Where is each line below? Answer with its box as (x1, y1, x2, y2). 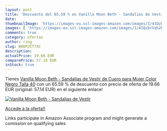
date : (5, 16, 16, 21)
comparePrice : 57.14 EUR (5, 58, 57, 63)
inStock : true (5, 62, 35, 67)
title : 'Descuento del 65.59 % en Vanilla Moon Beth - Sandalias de (5, 12, 150, 17)
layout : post (5, 7, 32, 12)
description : (5, 48, 32, 53)
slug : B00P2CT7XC (5, 44, 41, 49)
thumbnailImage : (5, 21, 39, 26)
